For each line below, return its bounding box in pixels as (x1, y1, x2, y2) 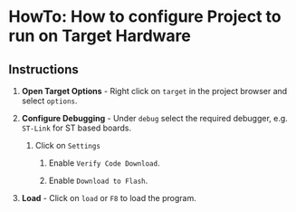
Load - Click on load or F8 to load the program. (21, 193, 196, 203)
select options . (21, 95, 78, 106)
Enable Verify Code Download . (48, 158, 160, 169)
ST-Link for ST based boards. (21, 122, 132, 133)
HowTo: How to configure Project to (8, 6, 282, 27)
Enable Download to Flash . (48, 175, 148, 186)
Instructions (8, 62, 79, 77)
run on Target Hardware (8, 25, 191, 46)
